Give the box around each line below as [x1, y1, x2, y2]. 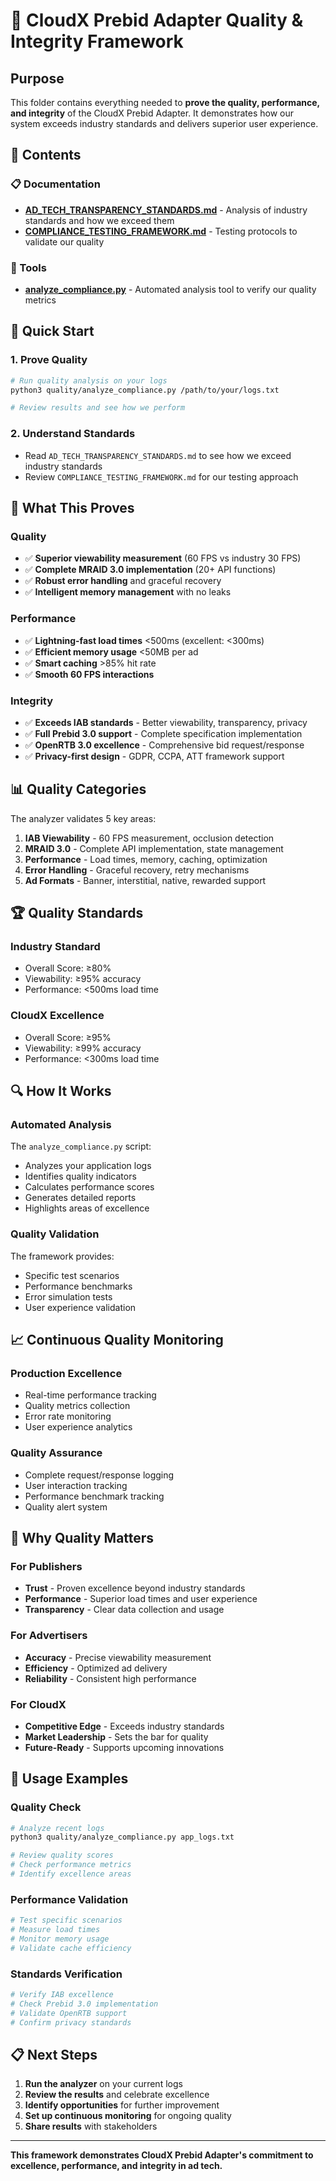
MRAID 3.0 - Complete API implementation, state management [24, 842, 284, 854]
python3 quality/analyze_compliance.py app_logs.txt [10, 1832, 235, 1843]
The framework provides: [10, 1250, 115, 1262]
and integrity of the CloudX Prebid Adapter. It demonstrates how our [10, 107, 295, 119]
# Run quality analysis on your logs [10, 375, 168, 386]
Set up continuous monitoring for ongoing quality [24, 2110, 232, 2122]
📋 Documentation [10, 177, 101, 191]
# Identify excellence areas [10, 1869, 132, 1879]
